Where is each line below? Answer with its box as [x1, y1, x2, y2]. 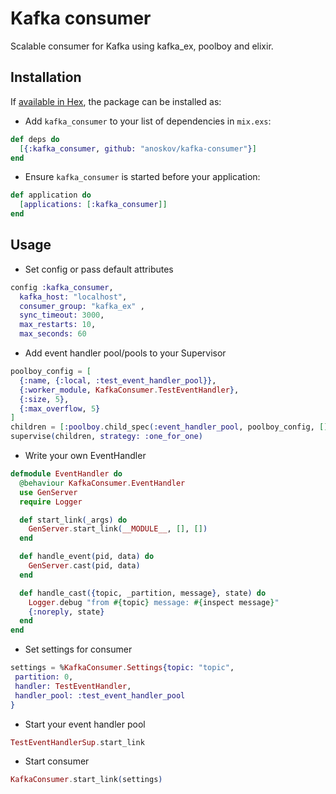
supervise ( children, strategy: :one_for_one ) [10, 432, 203, 442]
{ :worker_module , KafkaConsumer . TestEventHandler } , [19, 385, 240, 395]
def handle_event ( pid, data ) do [19, 552, 155, 562]
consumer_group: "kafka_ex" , [19, 301, 145, 311]
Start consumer [24, 755, 90, 767]
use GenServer [19, 487, 78, 497]
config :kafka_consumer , [10, 282, 114, 292]
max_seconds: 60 [19, 329, 87, 339]
